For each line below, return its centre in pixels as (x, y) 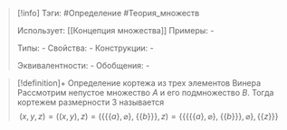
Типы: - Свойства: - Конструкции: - (86, 48)
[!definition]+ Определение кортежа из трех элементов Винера (139, 83)
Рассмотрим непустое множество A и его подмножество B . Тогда (145, 93)
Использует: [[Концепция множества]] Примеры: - (115, 30)
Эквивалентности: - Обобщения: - (83, 65)
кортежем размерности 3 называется (91, 102)
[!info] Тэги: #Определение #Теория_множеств (108, 13)
